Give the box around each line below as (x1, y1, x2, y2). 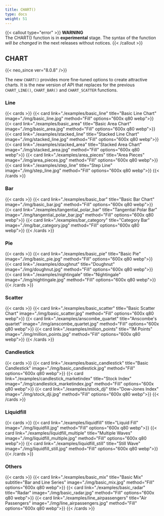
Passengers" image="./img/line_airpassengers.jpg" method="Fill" (5, 500, 137, 506)
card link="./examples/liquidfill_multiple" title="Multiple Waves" (5, 430, 133, 436)
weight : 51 (5, 16, 27, 21)
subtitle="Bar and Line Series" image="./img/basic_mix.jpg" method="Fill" (5, 479, 155, 485)
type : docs (5, 12, 27, 17)
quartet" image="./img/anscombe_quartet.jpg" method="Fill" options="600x (5, 321, 159, 327)
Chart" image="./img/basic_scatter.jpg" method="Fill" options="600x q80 (5, 310, 154, 316)
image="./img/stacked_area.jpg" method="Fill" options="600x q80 (5, 147, 140, 153)
